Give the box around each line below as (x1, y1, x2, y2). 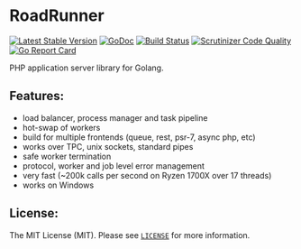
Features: (9, 88, 65, 104)
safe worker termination (22, 151, 112, 161)
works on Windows (22, 180, 95, 190)
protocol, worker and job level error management (22, 160, 205, 171)
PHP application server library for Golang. (9, 62, 164, 73)
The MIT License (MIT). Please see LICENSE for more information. (9, 229, 251, 240)
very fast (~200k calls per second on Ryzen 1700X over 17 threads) (22, 170, 272, 180)
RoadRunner (9, 5, 105, 26)
